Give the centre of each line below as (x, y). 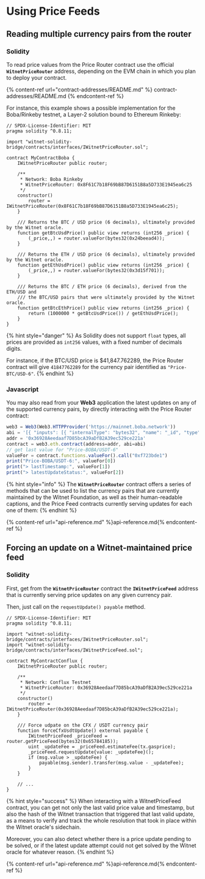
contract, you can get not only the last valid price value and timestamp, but (100, 807)
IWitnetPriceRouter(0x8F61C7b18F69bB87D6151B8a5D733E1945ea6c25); (92, 206)
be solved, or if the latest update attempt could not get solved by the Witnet (101, 845)
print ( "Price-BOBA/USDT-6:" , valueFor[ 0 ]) (61, 461)
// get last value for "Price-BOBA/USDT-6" (63, 450)
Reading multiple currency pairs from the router (99, 34)
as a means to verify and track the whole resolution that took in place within (102, 820)
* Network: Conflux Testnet (56, 682)
